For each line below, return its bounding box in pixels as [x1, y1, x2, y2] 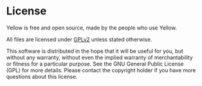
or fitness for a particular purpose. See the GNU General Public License [6, 60, 184, 67]
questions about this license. [6, 73, 78, 80]
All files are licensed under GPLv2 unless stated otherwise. [6, 35, 153, 43]
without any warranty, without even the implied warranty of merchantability [6, 54, 193, 61]
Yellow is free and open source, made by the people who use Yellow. [6, 24, 177, 31]
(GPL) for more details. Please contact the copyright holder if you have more [6, 66, 196, 73]
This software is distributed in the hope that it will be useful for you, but [6, 47, 184, 55]
